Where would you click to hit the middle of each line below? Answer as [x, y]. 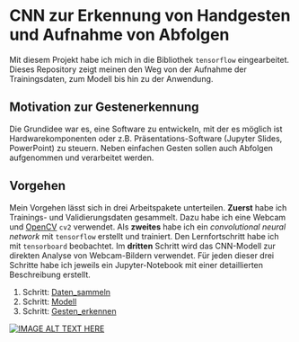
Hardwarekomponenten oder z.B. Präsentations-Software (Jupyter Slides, [146, 138]
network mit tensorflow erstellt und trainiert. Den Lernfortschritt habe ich [144, 236]
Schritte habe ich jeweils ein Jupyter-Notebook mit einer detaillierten [136, 265]
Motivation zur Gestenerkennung [104, 108]
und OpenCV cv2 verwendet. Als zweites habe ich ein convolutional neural [148, 227]
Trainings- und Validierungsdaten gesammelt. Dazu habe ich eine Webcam [148, 217]
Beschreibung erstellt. [50, 274]
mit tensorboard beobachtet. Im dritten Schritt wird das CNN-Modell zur [143, 246]
